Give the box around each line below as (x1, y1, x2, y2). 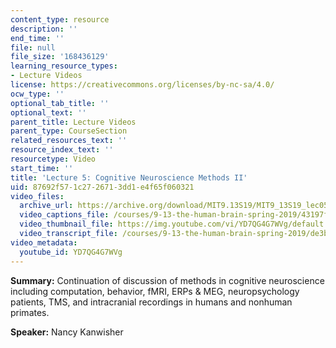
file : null (10, 42, 56, 53)
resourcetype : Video (10, 154, 97, 164)
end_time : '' (10, 33, 65, 43)
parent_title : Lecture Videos (10, 117, 137, 127)
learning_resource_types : (10, 61, 118, 71)
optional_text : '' (10, 107, 87, 118)
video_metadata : (10, 237, 78, 248)
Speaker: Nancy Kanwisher (10, 326, 124, 338)
